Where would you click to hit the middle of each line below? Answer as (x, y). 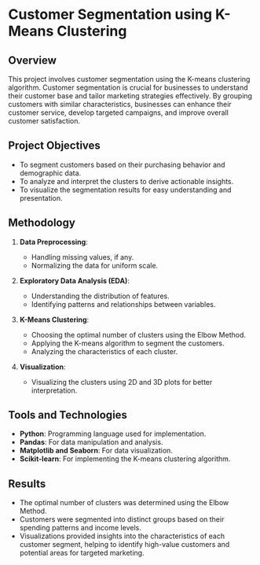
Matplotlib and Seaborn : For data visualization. (96, 451)
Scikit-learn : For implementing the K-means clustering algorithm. (125, 459)
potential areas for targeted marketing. (82, 553)
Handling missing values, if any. (82, 257)
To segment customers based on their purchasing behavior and (122, 164)
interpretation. (54, 390)
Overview (33, 60)
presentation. (41, 198)
